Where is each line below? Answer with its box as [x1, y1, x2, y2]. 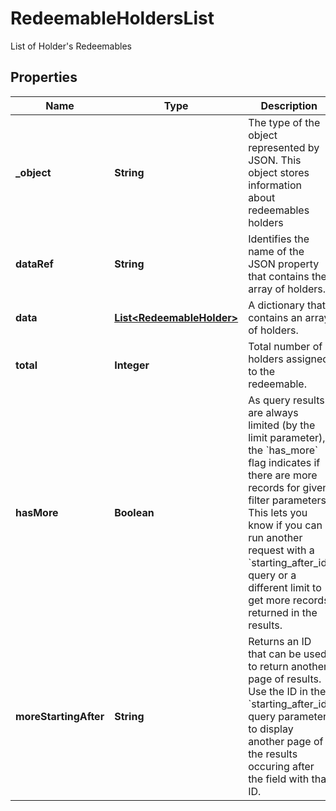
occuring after [248, 759, 315, 773]
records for [248, 480, 301, 494]
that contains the [248, 269, 327, 283]
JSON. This [248, 153, 302, 167]
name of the [248, 244, 305, 258]
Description [260, 98, 318, 112]
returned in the [248, 605, 318, 619]
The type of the [248, 115, 321, 129]
